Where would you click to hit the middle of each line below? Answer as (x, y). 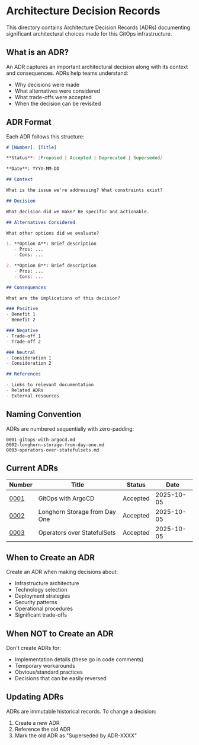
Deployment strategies (42, 596)
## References (24, 374)
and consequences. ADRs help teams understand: (67, 73)
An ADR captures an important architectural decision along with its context (97, 67)
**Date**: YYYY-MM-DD (33, 169)
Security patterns (36, 602)
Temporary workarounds (45, 666)
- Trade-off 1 (24, 336)
